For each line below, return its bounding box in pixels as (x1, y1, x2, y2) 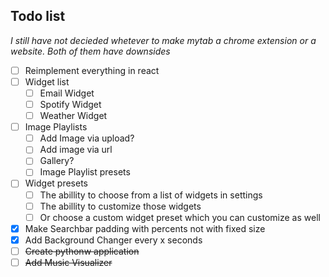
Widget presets (24, 177, 88, 189)
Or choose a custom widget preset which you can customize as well (39, 211, 321, 223)
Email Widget (39, 87, 95, 99)
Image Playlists (24, 121, 88, 133)
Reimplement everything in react (24, 64, 160, 76)
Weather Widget (39, 110, 108, 122)
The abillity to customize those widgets (39, 200, 202, 212)
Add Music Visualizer (24, 256, 113, 268)
